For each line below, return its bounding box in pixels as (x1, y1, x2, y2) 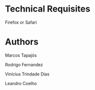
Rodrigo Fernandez (5, 61, 43, 67)
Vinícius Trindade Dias (5, 71, 50, 77)
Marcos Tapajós (5, 52, 37, 58)
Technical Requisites (5, 3, 91, 15)
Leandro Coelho (5, 80, 37, 86)
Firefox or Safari (5, 19, 37, 25)
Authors (5, 36, 39, 47)
